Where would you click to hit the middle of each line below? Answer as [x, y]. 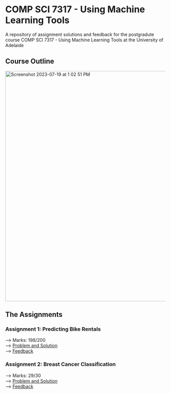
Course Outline [30, 62]
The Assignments [34, 315]
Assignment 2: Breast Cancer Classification [61, 364]
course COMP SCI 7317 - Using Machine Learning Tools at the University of [84, 40]
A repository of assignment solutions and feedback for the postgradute [80, 34]
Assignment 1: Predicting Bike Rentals [53, 329]
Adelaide [15, 45]
